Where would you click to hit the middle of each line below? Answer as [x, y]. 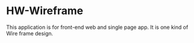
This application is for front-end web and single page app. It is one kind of [97, 27]
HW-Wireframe [45, 11]
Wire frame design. [30, 33]
